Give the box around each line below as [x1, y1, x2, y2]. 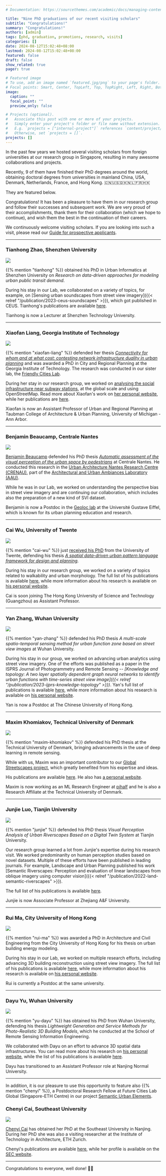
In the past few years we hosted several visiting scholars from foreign [5, 149, 147, 155]
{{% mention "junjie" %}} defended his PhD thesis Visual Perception [5, 826, 144, 832]
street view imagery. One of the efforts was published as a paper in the [5, 661, 150, 667]
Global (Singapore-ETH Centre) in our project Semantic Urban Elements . [5, 1093, 153, 1099]
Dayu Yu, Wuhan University [5, 997, 73, 1004]
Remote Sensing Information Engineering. [5, 1034, 90, 1040]
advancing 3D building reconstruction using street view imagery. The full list [5, 960, 161, 966]
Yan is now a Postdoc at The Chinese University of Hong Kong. [5, 702, 133, 708]
